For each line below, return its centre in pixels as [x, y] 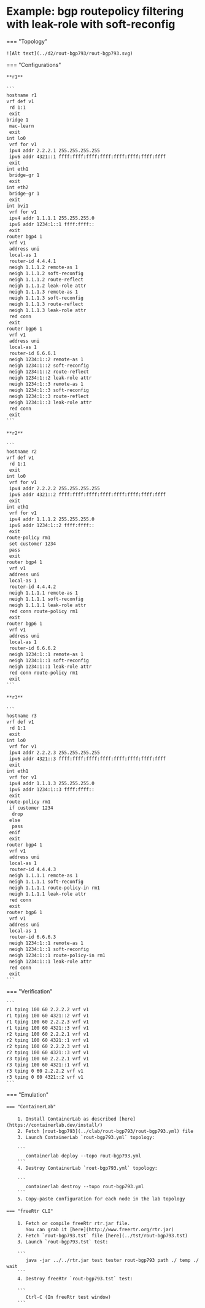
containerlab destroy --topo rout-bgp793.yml [85, 1186]
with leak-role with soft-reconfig [91, 24]
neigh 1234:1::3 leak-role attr [50, 402]
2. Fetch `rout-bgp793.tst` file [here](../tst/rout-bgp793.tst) [103, 1236]
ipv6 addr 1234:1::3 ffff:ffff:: [52, 789]
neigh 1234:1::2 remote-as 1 [46, 359]
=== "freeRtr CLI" [30, 1211]
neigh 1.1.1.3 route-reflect [46, 304]
